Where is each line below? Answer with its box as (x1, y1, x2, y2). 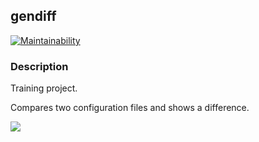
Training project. (10, 82, 78, 94)
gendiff (10, 8, 57, 25)
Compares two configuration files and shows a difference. (10, 102, 250, 114)
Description (10, 59, 69, 73)
